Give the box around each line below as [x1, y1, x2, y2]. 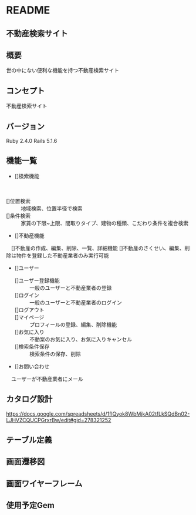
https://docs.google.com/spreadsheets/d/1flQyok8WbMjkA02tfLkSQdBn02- [6, 410, 190, 417]
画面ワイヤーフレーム [6, 479, 83, 489]
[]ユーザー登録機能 [14, 277, 60, 284]
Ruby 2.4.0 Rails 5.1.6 [6, 138, 58, 145]
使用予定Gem [6, 500, 55, 510]
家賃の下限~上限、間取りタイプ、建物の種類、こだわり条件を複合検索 [21, 219, 189, 226]
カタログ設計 [6, 394, 53, 404]
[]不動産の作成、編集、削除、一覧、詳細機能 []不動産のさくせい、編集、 [11, 245, 185, 252]
